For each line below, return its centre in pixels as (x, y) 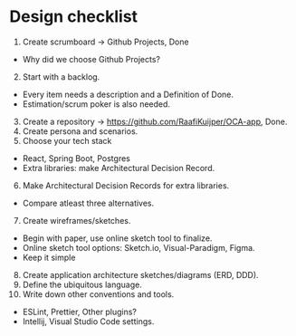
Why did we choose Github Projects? (91, 59)
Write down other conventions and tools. (98, 294)
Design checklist (74, 17)
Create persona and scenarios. (80, 131)
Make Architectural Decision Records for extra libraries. (126, 185)
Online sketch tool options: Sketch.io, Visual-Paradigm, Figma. (138, 247)
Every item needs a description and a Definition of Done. (128, 94)
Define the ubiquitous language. (82, 284)
